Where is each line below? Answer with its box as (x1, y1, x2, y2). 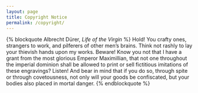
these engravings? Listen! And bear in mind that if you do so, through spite (6, 68, 188, 75)
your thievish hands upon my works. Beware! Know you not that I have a (6, 49, 182, 56)
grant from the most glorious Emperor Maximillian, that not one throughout (6, 54, 187, 62)
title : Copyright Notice (6, 14, 67, 20)
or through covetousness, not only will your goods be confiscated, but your (6, 73, 190, 81)
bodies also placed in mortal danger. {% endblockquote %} (6, 80, 151, 87)
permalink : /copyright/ (6, 20, 65, 25)
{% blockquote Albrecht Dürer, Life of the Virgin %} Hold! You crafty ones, (6, 36, 187, 43)
